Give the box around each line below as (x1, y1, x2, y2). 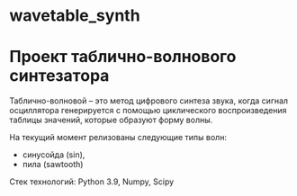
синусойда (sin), (22, 149, 85, 160)
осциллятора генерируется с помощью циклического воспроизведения (9, 105, 287, 116)
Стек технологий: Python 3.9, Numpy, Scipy (9, 176, 175, 187)
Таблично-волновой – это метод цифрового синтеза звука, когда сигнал (9, 95, 289, 106)
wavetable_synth (9, 5, 141, 26)
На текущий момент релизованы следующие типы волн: (9, 132, 228, 143)
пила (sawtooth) (22, 159, 84, 170)
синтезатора (9, 66, 110, 86)
